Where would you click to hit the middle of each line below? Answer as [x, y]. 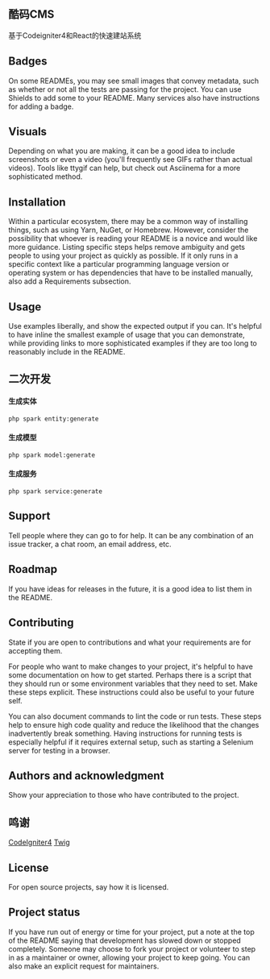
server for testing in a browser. [59, 750]
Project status [44, 913]
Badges [28, 62]
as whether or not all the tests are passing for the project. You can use [125, 89]
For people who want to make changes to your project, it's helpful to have [131, 666]
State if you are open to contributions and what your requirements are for [130, 642]
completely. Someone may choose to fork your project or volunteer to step [132, 948]
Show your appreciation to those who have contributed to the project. [124, 795]
